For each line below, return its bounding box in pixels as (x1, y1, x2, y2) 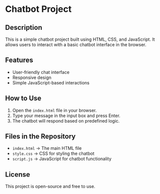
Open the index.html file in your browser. (12, 107, 97, 113)
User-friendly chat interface (12, 69, 70, 75)
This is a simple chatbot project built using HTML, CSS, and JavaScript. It (5, 36, 155, 42)
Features (5, 56, 33, 65)
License (5, 170, 30, 179)
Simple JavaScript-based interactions (12, 79, 89, 85)
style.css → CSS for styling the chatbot (12, 150, 94, 157)
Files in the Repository (5, 132, 76, 141)
